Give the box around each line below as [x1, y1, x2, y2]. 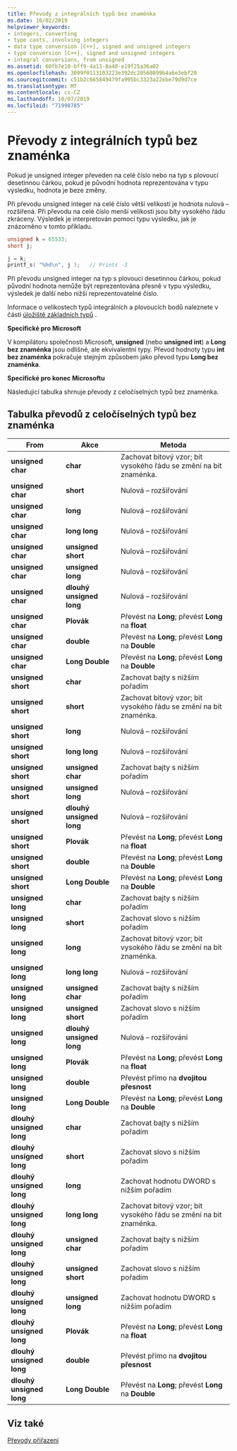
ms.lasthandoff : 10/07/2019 [7, 96, 90, 103]
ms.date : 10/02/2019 [7, 17, 68, 24]
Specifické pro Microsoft [7, 324, 82, 332]
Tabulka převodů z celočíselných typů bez [7, 408, 197, 420]
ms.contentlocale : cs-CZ [7, 89, 80, 96]
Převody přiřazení [7, 1435, 59, 1444]
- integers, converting [7, 30, 78, 37]
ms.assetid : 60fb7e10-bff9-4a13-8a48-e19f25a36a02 [7, 63, 159, 70]
